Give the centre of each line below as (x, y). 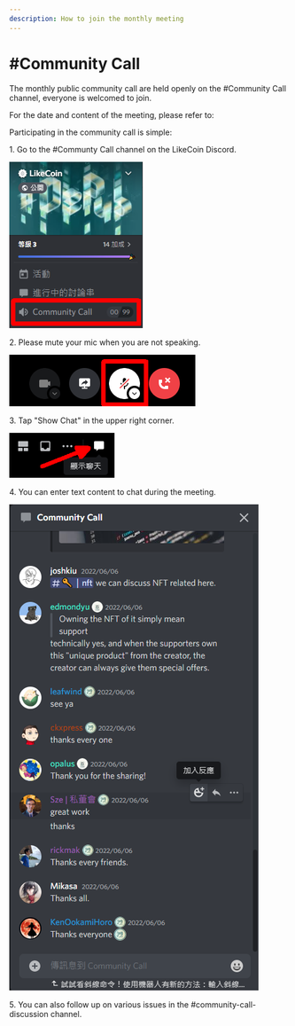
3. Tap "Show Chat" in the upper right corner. (92, 420)
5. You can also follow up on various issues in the (99, 1004)
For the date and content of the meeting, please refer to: (112, 114)
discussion (29, 1014)
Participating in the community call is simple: (91, 132)
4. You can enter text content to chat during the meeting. (113, 491)
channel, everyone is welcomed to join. (81, 98)
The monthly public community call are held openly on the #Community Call (147, 88)
